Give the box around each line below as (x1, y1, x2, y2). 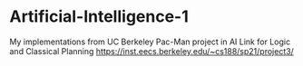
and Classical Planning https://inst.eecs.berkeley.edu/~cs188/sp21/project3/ (9, 45, 295, 56)
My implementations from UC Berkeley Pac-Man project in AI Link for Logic (9, 36, 291, 47)
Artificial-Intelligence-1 (9, 6, 189, 27)
